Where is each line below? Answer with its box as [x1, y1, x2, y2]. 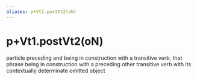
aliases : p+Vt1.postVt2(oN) [6, 8, 77, 15]
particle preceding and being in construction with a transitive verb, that [6, 54, 183, 61]
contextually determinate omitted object [6, 67, 105, 74]
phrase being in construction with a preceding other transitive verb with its [6, 60, 192, 67]
